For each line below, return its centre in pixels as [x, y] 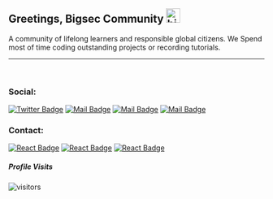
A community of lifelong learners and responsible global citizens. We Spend [135, 38]
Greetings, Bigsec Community [86, 19]
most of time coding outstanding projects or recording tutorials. [115, 47]
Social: [22, 92]
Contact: [26, 131]
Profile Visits [30, 167]
